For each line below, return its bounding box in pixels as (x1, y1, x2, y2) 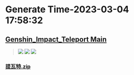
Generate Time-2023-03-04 (5, 4, 129, 15)
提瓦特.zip (5, 63, 31, 70)
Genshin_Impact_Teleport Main (5, 35, 107, 44)
